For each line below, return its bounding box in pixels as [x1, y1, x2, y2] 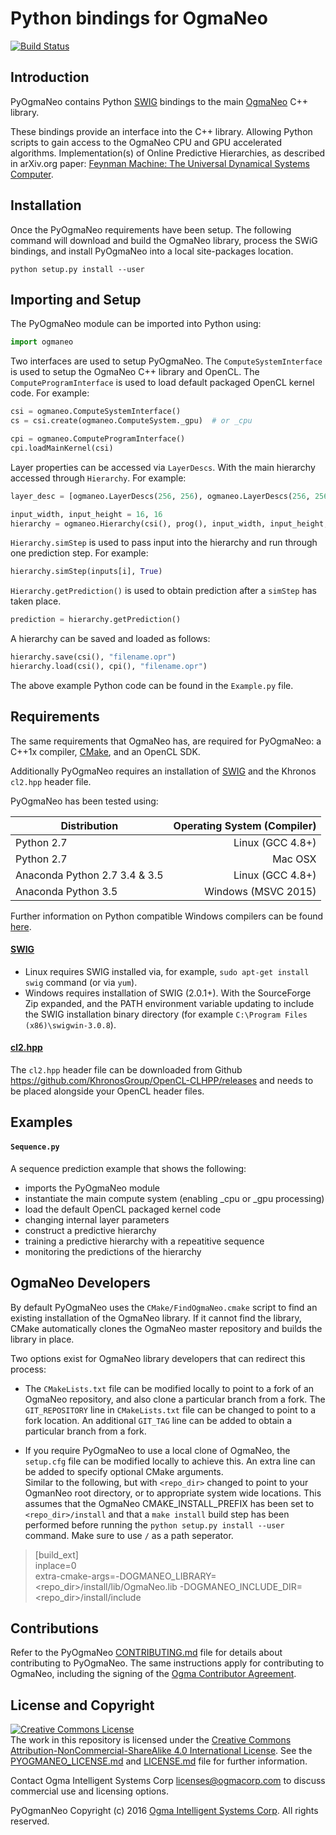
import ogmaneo [10, 337, 74, 347]
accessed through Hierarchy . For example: [10, 472, 187, 484]
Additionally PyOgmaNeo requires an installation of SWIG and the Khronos [10, 765, 317, 777]
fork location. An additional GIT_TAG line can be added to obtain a [24, 1414, 293, 1426]
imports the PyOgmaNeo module [24, 1182, 160, 1194]
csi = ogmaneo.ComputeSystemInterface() [10, 407, 182, 417]
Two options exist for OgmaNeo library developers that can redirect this [10, 1352, 306, 1364]
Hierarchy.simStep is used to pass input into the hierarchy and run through [10, 537, 318, 549]
